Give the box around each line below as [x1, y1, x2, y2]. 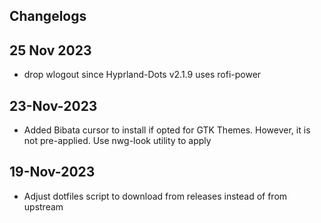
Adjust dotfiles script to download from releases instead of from [23, 190, 288, 202]
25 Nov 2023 [9, 42, 92, 59]
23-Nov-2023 [9, 97, 98, 114]
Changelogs [9, 8, 87, 25]
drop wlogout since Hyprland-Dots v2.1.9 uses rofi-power [23, 69, 262, 81]
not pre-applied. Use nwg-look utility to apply [23, 135, 212, 147]
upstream [23, 200, 64, 213]
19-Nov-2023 [9, 164, 96, 181]
